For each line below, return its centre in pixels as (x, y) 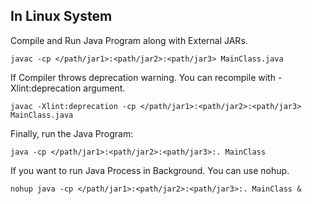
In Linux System (61, 16)
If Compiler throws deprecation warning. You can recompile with (143, 77)
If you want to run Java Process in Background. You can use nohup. (150, 170)
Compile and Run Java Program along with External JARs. (129, 40)
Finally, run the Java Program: (72, 133)
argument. (104, 88)
